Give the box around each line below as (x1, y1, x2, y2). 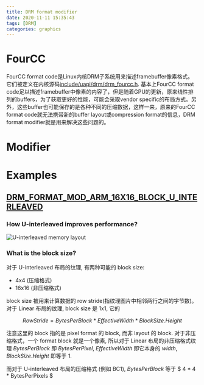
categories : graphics (6, 26, 62, 32)
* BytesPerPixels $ (6, 372, 54, 379)
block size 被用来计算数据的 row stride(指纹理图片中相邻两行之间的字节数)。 (6, 297, 197, 304)
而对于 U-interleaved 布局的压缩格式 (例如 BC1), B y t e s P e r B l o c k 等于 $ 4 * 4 (6, 365, 196, 372)
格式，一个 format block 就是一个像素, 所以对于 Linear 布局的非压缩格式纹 (11, 337, 197, 344)
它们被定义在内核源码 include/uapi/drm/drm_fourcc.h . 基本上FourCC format (6, 80, 194, 88)
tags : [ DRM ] (6, 20, 37, 26)
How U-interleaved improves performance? (6, 220, 138, 228)
